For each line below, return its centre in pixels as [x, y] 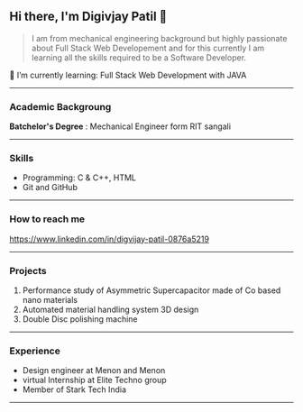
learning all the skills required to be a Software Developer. [138, 57]
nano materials [50, 300]
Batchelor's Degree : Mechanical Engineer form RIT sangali [120, 126]
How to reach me [47, 219]
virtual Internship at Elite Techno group [94, 380]
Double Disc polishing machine [80, 319]
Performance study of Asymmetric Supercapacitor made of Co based [151, 290]
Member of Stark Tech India [74, 389]
